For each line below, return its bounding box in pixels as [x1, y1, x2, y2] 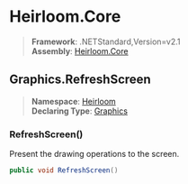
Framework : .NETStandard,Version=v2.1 [31, 36, 181, 47]
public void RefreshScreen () [9, 166, 119, 175]
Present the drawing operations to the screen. [9, 149, 180, 160]
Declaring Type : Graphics [31, 106, 129, 116]
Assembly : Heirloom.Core [31, 45, 129, 56]
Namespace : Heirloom [31, 96, 117, 106]
